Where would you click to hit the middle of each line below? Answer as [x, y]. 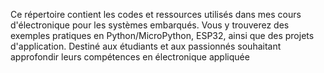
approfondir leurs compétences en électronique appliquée [130, 57]
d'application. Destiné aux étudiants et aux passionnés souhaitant [146, 46]
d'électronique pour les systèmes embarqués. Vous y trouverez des [150, 25]
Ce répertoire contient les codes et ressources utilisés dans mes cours [156, 14]
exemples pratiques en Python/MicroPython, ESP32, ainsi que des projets [162, 35]
